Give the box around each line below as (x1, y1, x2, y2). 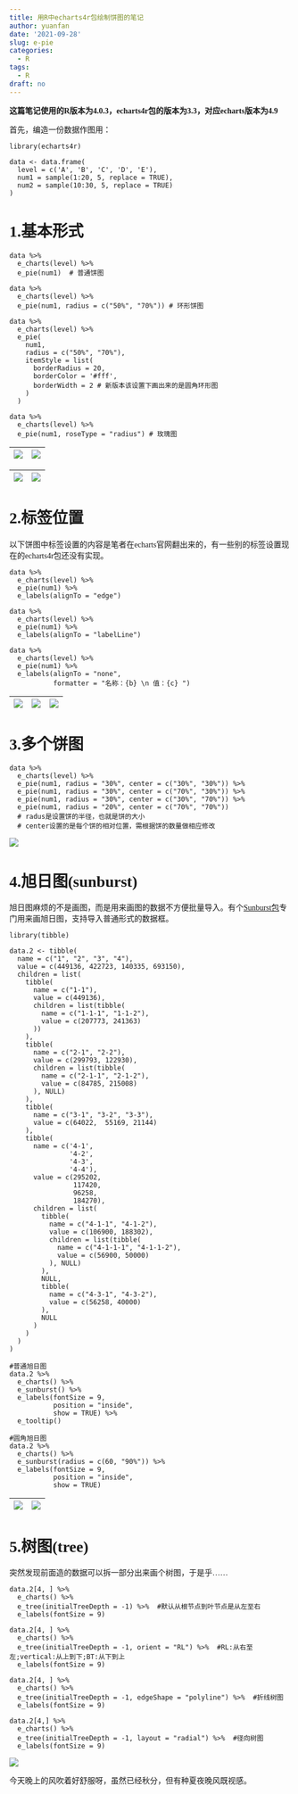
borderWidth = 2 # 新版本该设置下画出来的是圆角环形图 (32, 381, 219, 390)
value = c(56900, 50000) (56, 1251, 150, 1261)
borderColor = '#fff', (32, 371, 118, 380)
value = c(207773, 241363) (41, 1017, 142, 1026)
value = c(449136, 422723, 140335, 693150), (17, 963, 186, 971)
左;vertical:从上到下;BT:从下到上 (9, 1652, 126, 1662)
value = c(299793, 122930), (32, 1056, 138, 1065)
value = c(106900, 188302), (48, 1228, 153, 1236)
